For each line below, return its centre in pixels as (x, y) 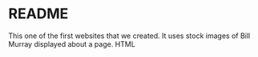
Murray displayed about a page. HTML (72, 44)
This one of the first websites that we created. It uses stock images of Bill (129, 36)
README (38, 14)
